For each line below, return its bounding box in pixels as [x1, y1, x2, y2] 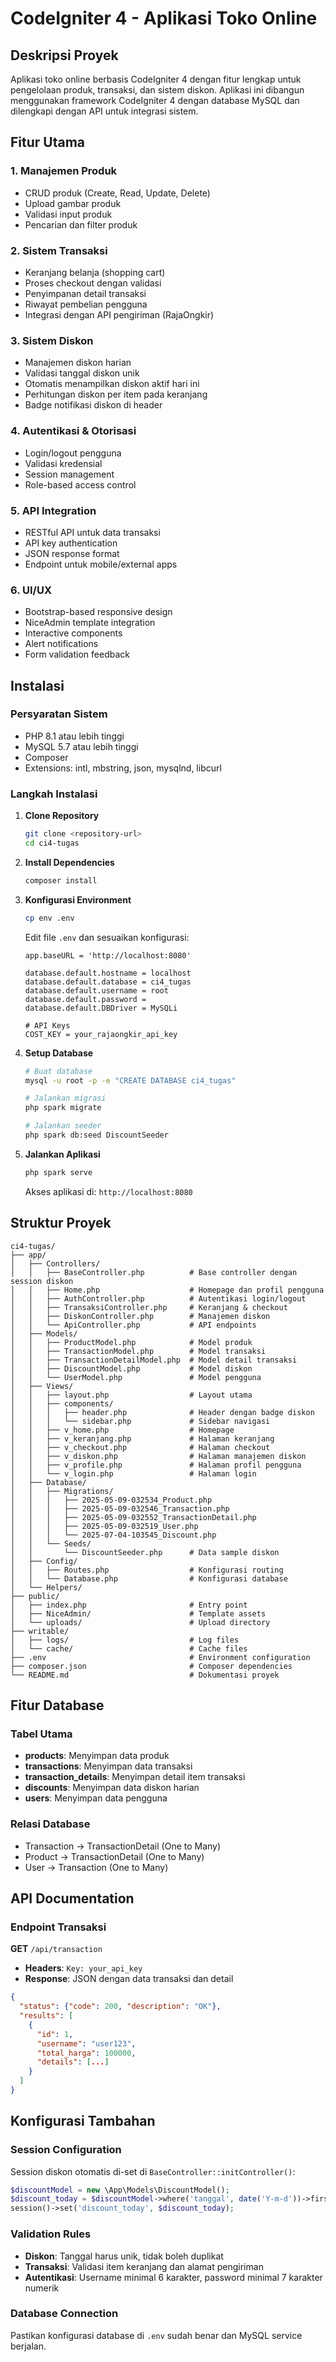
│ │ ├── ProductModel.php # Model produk [10, 1337, 253, 1347]
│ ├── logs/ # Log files [10, 1635, 240, 1645]
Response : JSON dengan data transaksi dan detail [24, 1973, 234, 1985]
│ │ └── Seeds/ [10, 1538, 92, 1549]
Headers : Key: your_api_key [24, 1962, 143, 1974]
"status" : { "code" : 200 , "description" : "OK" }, [19, 2002, 222, 2012]
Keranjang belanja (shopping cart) [24, 266, 166, 278]
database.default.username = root [24, 985, 169, 996]
